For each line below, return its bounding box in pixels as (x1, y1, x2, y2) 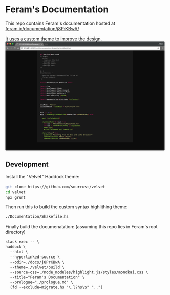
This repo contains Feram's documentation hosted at (5, 20, 115, 26)
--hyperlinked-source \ (10, 254, 60, 260)
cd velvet (5, 189, 26, 195)
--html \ (10, 249, 28, 254)
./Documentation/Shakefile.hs (5, 214, 69, 219)
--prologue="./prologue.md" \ (10, 280, 73, 285)
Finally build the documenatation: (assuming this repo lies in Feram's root (5, 224, 158, 230)
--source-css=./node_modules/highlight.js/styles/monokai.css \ (10, 270, 148, 275)
